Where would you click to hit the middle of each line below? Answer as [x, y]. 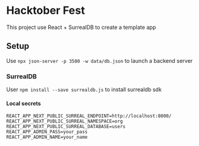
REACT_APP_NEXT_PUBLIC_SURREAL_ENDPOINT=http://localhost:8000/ [89, 116]
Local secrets [24, 103]
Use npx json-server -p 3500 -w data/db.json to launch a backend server [99, 60]
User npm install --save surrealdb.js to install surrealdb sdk [84, 90]
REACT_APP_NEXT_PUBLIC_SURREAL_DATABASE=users [66, 127]
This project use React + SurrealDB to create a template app [81, 27]
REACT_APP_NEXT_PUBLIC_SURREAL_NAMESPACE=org [64, 121]
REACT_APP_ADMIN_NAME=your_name [47, 137]
